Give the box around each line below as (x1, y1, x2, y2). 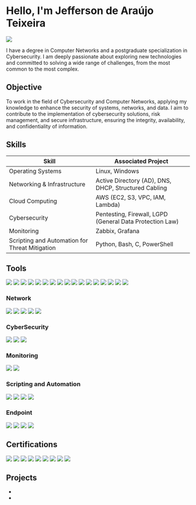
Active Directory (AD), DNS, (95, 177, 172, 185)
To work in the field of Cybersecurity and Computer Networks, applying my (6, 98, 187, 105)
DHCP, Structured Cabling (95, 184, 167, 192)
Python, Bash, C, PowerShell (95, 240, 174, 248)
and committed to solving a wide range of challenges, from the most (6, 59, 170, 66)
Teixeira (6, 16, 45, 30)
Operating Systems (9, 167, 62, 175)
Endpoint (6, 409, 33, 417)
